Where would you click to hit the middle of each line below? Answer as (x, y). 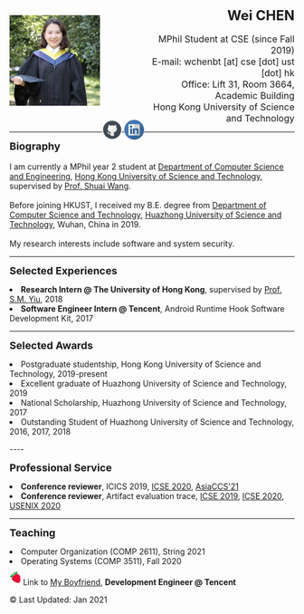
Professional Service (61, 467)
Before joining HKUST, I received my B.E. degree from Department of (138, 205)
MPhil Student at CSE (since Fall (226, 39)
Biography (35, 146)
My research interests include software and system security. (122, 244)
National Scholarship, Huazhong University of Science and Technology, (154, 403)
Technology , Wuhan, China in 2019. (76, 224)
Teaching (33, 532)
